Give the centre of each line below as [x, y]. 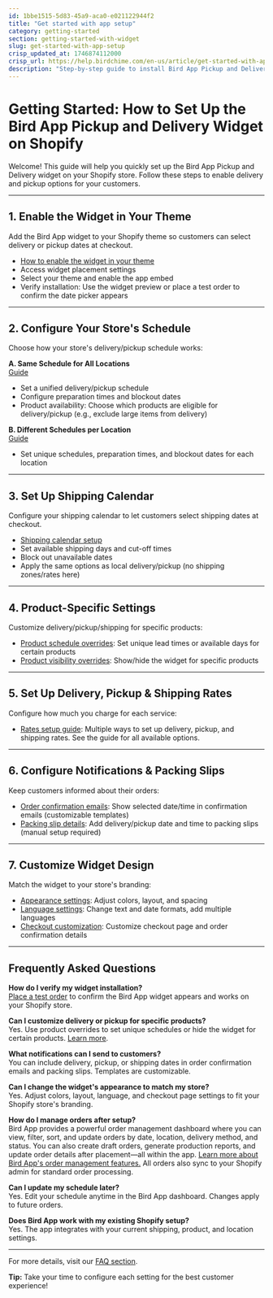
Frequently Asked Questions [82, 968]
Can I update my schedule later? [64, 1187]
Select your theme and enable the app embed [97, 278]
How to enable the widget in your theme [87, 260]
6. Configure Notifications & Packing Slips [117, 771]
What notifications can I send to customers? [84, 1054]
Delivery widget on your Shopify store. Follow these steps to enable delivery [136, 175]
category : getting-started [54, 31]
